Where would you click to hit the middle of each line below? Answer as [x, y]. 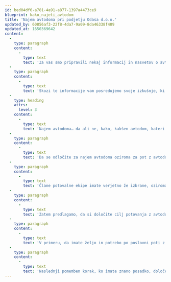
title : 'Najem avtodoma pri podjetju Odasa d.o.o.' [61, 19]
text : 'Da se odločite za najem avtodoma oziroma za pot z [87, 157]
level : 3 [28, 110]
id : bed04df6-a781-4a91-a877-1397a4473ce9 [51, 10]
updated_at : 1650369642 [30, 29]
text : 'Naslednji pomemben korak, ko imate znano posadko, [87, 271]
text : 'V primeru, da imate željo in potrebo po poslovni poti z [94, 243]
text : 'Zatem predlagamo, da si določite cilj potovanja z [87, 214]
